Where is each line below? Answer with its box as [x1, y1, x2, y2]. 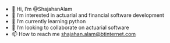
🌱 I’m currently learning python [11, 18, 86, 24]
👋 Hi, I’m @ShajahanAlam [11, 6, 73, 12]
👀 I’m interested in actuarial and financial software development [11, 12, 165, 19]
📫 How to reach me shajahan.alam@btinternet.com [11, 31, 136, 37]
